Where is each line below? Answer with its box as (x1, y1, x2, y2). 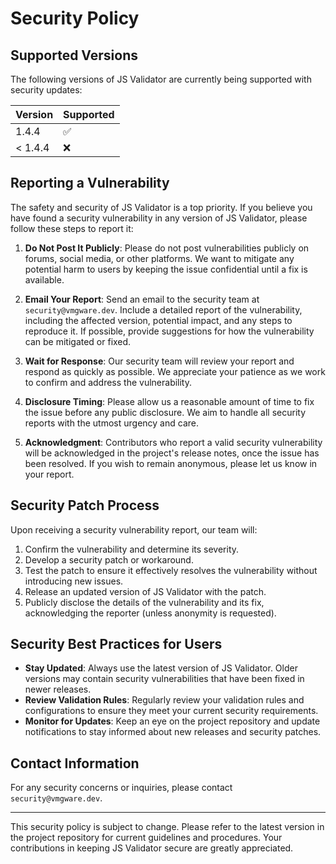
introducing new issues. (24, 575, 124, 587)
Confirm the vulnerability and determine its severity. (24, 543, 240, 555)
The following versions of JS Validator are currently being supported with (10, 73, 312, 85)
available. (24, 273, 65, 286)
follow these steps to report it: (10, 222, 134, 234)
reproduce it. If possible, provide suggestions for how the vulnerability (24, 325, 315, 337)
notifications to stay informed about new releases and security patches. (24, 726, 322, 738)
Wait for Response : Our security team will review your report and (24, 355, 295, 367)
